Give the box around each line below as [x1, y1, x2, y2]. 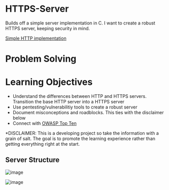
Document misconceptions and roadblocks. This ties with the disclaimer [12, 110, 164, 116]
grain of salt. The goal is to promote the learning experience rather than [5, 135, 156, 142]
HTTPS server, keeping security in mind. [5, 25, 90, 31]
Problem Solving [5, 53, 77, 65]
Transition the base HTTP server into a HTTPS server [12, 99, 125, 105]
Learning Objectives [5, 76, 93, 88]
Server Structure [5, 156, 60, 165]
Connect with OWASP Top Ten [12, 120, 77, 126]
